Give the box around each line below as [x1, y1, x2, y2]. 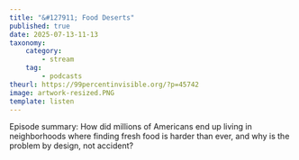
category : [25, 47, 63, 56]
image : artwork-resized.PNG [9, 88, 115, 97]
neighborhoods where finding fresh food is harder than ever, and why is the [9, 131, 290, 142]
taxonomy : [9, 38, 47, 48]
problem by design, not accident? [9, 140, 133, 151]
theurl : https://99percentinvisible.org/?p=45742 [9, 80, 200, 89]
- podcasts [41, 72, 83, 81]
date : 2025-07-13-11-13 [9, 30, 99, 39]
